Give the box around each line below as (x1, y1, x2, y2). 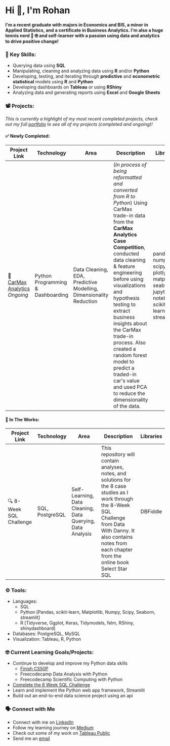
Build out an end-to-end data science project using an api (12, 693, 133, 699)
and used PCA (113, 383, 148, 390)
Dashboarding (34, 291, 69, 298)
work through (101, 495, 133, 502)
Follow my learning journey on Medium (12, 724, 94, 731)
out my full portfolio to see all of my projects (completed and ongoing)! (5, 121, 153, 128)
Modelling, (73, 285, 99, 292)
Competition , (113, 243, 146, 251)
